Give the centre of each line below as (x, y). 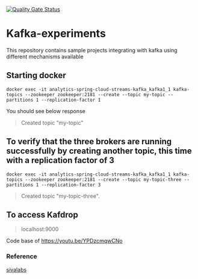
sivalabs (17, 269)
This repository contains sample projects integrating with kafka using (92, 50)
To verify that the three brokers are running (89, 142)
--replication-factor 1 (71, 100)
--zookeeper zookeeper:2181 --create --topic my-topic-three (103, 179)
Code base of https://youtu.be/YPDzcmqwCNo (64, 241)
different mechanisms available (45, 57)
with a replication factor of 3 (60, 160)
